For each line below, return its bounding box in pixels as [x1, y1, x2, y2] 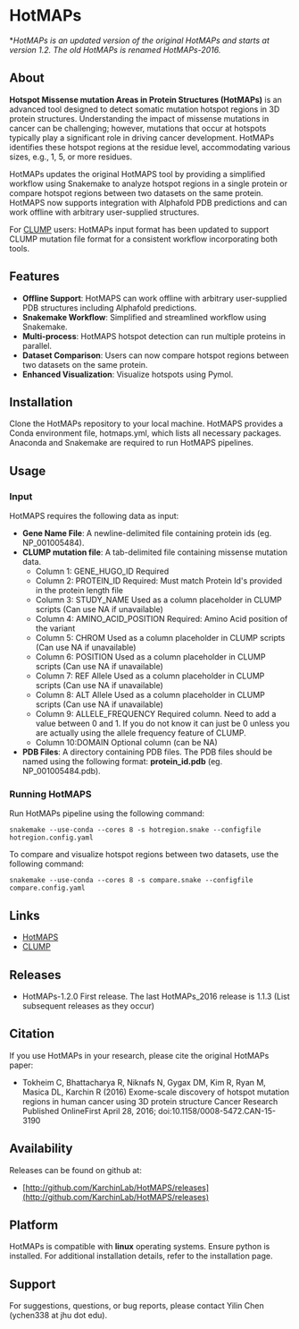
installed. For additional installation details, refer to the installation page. [9, 1250, 273, 1262]
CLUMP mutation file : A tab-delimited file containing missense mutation [21, 547, 288, 558]
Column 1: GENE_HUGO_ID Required [35, 566, 170, 577]
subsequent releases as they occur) [21, 1000, 154, 1011]
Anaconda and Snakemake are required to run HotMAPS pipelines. [9, 438, 254, 448]
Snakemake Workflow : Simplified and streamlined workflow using [21, 311, 267, 322]
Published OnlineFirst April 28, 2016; [21, 1105, 156, 1116]
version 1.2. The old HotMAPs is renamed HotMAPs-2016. [9, 44, 221, 55]
